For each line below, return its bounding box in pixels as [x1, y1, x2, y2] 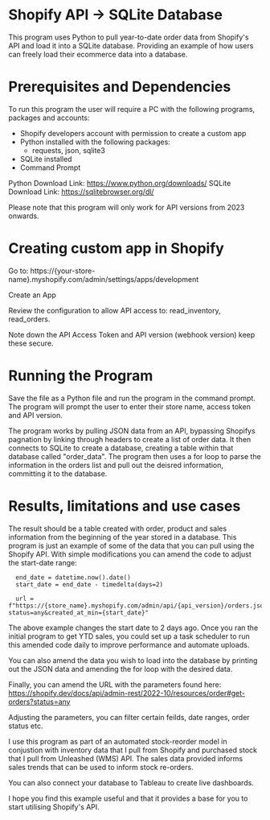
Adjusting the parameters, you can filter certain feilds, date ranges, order [8, 712, 251, 722]
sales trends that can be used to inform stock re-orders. [8, 762, 194, 772]
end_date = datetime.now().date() [15, 574, 131, 582]
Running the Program [8, 367, 153, 384]
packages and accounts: [8, 113, 90, 122]
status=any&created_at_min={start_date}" [8, 608, 149, 617]
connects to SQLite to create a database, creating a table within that [8, 443, 234, 453]
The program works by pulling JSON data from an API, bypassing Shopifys [8, 425, 256, 436]
